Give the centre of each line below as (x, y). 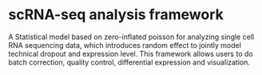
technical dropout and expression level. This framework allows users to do (131, 53)
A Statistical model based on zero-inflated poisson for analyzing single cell (131, 37)
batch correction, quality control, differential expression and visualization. (129, 62)
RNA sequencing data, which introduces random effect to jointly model (125, 45)
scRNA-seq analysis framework (116, 15)
